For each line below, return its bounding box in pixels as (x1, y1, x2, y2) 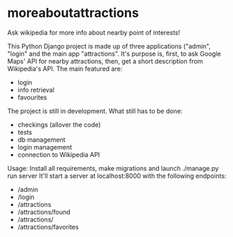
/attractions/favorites (17, 222, 79, 231)
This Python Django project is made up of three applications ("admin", (7, 42, 211, 50)
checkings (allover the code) (17, 120, 101, 128)
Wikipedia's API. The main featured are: (7, 64, 123, 73)
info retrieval (17, 85, 55, 94)
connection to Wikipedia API (17, 150, 100, 159)
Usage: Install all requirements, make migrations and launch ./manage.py (7, 164, 219, 172)
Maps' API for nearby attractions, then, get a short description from (7, 56, 203, 65)
